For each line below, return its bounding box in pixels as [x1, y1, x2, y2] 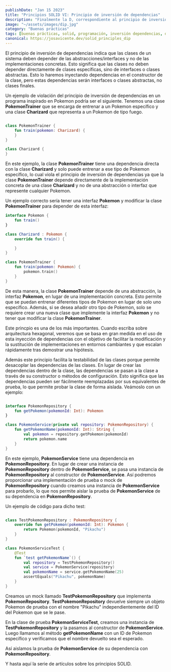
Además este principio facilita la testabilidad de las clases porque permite [5, 356, 160, 363]
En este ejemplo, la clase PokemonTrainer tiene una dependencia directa [5, 160, 159, 167]
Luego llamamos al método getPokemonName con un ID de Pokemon [5, 630, 152, 636]
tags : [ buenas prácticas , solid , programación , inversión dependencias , [5, 31, 163, 36]
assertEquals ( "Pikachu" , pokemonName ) [23, 574, 106, 580]
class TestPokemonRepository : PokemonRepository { [5, 517, 117, 523]
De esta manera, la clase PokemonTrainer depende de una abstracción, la [5, 288, 161, 294]
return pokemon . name [23, 436, 67, 442]
